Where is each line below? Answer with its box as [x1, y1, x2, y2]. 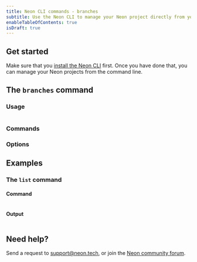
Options [6, 140, 29, 148]
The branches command [6, 85, 94, 95]
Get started [6, 46, 49, 56]
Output [6, 210, 24, 217]
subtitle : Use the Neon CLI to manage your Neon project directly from [6, 14, 185, 20]
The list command [6, 175, 62, 184]
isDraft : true [6, 25, 41, 31]
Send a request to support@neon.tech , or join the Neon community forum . [6, 250, 186, 257]
